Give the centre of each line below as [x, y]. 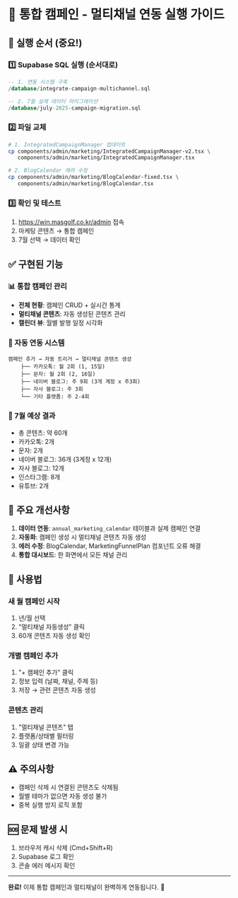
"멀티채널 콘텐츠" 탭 [46, 727]
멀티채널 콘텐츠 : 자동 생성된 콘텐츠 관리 [72, 314]
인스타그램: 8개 [39, 477]
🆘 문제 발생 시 [38, 829]
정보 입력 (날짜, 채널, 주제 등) [58, 681]
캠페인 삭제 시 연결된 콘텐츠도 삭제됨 [68, 787]
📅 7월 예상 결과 [32, 416]
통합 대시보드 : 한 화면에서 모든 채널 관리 [73, 555]
